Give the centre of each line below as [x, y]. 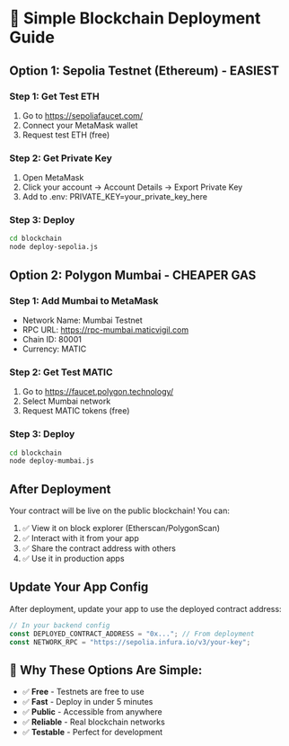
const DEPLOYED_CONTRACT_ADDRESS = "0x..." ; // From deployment [132, 634]
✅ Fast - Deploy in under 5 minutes [88, 702]
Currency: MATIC [54, 349]
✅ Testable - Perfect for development [92, 733]
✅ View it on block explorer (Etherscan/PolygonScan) [121, 528]
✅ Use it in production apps [73, 559]
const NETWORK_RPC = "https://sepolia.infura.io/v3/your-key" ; [130, 642]
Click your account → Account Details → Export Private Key [132, 187]
